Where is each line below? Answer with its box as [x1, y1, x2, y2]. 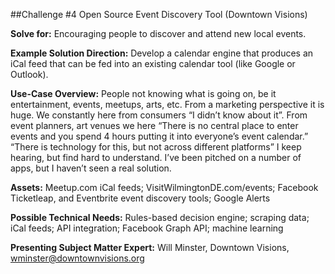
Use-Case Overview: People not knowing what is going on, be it [10, 88, 277, 99]
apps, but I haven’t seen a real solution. [10, 162, 172, 174]
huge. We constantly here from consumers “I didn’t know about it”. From [10, 109, 308, 121]
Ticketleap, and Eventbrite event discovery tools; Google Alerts [10, 192, 271, 204]
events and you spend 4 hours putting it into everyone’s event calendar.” [10, 130, 309, 142]
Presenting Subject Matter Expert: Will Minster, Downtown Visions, [10, 242, 290, 253]
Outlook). [10, 69, 49, 80]
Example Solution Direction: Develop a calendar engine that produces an [10, 47, 314, 59]
